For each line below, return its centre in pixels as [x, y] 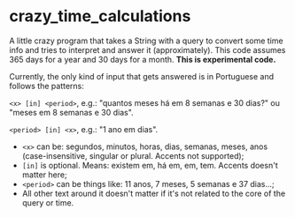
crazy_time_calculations [100, 16]
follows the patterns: [47, 86]
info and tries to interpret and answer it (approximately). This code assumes [147, 49]
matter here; [45, 175]
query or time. [48, 202]
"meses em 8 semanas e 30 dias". [72, 112]
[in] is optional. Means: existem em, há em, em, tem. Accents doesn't [150, 165]
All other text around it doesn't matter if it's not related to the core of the [154, 193]
